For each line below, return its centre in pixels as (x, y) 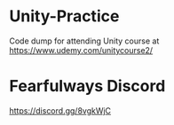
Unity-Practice (64, 16)
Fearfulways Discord (87, 86)
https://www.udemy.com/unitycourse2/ (81, 50)
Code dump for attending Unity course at (84, 41)
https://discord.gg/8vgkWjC (60, 110)
